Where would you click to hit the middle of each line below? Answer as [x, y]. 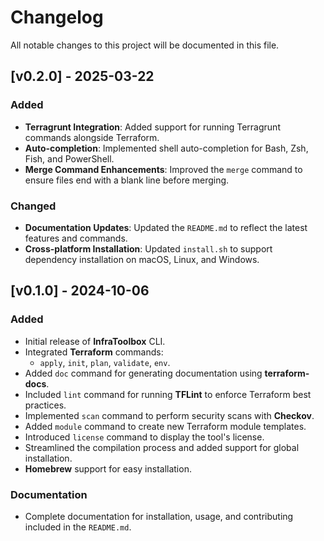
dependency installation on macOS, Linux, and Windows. [142, 259]
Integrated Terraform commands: [94, 352]
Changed [33, 206]
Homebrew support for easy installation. [108, 468]
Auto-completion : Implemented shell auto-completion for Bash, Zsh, [166, 148]
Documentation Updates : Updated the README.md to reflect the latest [166, 227]
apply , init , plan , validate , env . [105, 362]
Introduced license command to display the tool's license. [144, 437]
